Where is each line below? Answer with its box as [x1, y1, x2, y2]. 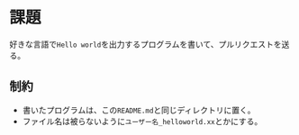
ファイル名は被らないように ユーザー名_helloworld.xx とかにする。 [22, 115, 263, 126]
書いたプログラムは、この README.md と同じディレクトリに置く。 [22, 104, 256, 115]
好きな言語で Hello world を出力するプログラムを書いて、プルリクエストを [9, 39, 282, 49]
